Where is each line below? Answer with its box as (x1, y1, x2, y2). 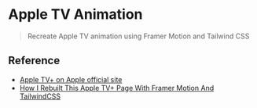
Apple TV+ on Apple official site (19, 74, 123, 84)
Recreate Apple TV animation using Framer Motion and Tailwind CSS (27, 31, 250, 41)
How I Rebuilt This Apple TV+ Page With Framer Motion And (19, 83, 215, 92)
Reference (8, 54, 61, 67)
